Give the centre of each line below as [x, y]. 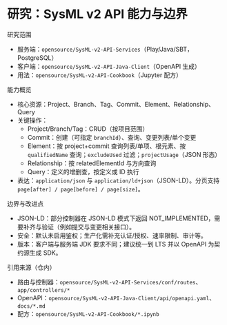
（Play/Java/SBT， [167, 49]
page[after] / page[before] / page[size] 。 [80, 189]
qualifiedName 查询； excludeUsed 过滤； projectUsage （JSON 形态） [124, 154]
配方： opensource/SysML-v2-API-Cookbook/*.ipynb [88, 313]
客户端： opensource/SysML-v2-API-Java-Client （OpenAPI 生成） [109, 66]
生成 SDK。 [46, 253]
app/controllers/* [43, 290]
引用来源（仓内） [31, 267]
